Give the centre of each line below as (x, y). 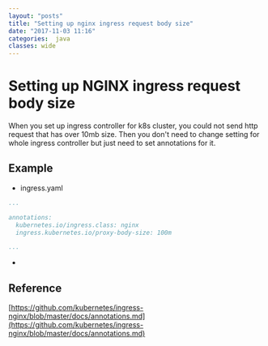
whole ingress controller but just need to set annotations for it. (112, 143)
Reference (35, 288)
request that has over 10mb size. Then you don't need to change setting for (134, 135)
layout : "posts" (36, 16)
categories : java (39, 38)
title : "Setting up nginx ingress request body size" (101, 23)
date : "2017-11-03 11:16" (52, 31)
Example (31, 168)
